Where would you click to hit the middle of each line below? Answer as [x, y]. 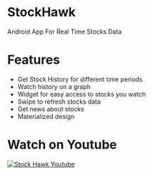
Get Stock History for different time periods [80, 79]
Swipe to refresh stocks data [59, 101]
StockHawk [41, 12]
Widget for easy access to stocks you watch [81, 94]
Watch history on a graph [54, 86]
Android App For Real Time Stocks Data [65, 31]
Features [34, 60]
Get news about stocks [51, 108]
